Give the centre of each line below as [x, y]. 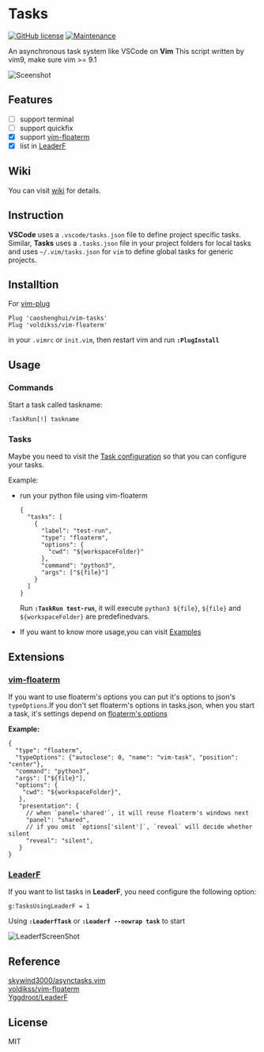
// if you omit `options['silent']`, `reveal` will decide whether [139, 827]
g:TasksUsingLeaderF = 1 [49, 906]
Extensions [36, 657]
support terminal [47, 119]
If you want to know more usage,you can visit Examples [110, 632]
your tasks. [26, 465]
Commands [31, 387]
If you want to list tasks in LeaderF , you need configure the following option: [132, 892]
